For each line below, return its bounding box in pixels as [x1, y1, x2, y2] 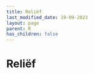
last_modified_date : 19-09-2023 [6, 14, 88, 20]
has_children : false [6, 31, 59, 37]
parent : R [6, 25, 32, 32]
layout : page [6, 20, 39, 26]
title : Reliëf [6, 8, 42, 15]
